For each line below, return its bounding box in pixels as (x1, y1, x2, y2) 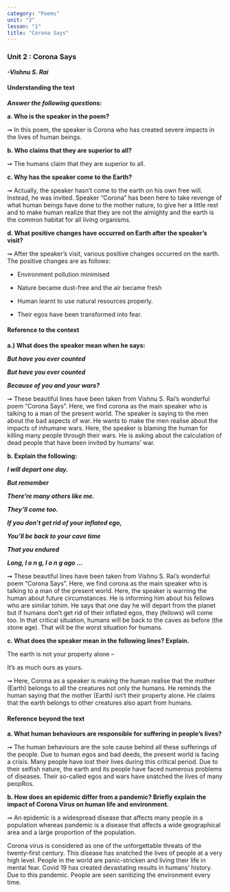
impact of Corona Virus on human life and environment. (7, 800, 170, 809)
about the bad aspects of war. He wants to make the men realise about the (7, 416, 218, 424)
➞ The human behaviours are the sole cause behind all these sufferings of (7, 743, 218, 751)
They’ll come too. (7, 505, 58, 513)
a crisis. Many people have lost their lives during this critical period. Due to (7, 758, 218, 766)
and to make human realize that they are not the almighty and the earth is (7, 208, 214, 216)
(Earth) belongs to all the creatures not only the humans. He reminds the (7, 683, 211, 692)
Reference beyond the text (7, 714, 84, 723)
